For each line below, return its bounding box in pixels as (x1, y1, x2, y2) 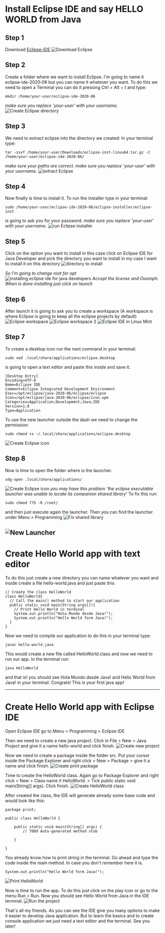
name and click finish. (5, 763, 50, 769)
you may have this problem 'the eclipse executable (50, 485, 154, 491)
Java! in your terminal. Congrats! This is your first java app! (5, 679, 124, 685)
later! (5, 923, 16, 929)
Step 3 (5, 122, 26, 130)
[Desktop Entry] (5, 373, 38, 379)
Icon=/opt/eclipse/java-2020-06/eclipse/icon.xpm (5, 395, 109, 400)
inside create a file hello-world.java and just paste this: (5, 580, 115, 586)
